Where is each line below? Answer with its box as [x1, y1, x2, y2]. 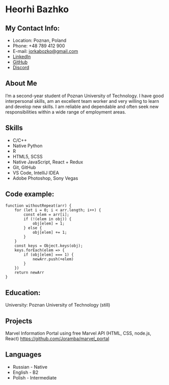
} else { [23, 226, 42, 231]
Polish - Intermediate [12, 374, 57, 380]
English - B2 [12, 369, 39, 375]
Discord [12, 65, 30, 70]
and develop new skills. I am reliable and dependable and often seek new [5, 103, 159, 109]
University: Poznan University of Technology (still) [5, 302, 110, 308]
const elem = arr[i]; [23, 212, 70, 217]
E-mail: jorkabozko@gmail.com [12, 48, 78, 54]
